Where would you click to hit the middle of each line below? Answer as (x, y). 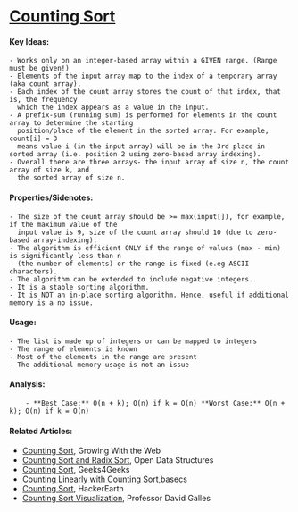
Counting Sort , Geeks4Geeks (76, 470)
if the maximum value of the (63, 224)
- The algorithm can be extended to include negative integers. (131, 279)
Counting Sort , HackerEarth (73, 489)
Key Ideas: (29, 41)
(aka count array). (46, 84)
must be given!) (39, 69)
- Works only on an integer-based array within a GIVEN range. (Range (143, 61)
